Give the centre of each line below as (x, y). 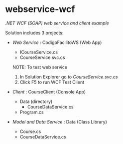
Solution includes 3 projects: (34, 32)
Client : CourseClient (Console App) (49, 91)
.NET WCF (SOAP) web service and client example (57, 23)
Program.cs (32, 112)
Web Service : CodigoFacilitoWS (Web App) (57, 42)
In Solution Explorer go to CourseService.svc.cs (69, 76)
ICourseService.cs (39, 52)
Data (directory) (36, 101)
